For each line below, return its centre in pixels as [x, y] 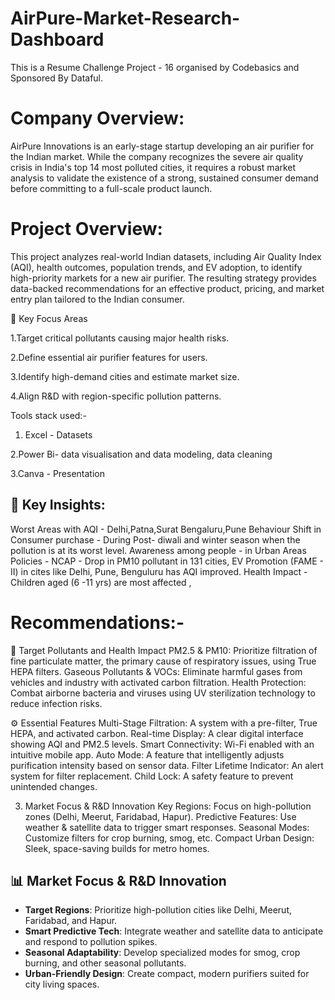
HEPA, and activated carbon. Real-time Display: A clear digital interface [157, 733]
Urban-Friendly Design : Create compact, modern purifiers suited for [167, 974]
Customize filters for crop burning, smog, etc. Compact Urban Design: [169, 838]
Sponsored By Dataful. [57, 78]
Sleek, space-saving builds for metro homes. [117, 848]
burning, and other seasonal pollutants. [105, 963]
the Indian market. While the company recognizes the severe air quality [157, 156]
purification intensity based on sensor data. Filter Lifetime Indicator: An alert [167, 765]
